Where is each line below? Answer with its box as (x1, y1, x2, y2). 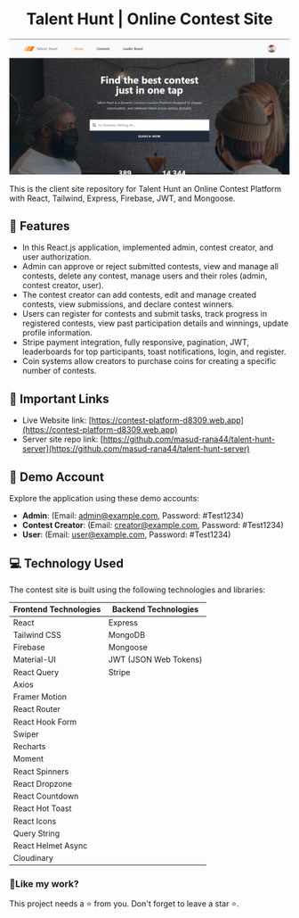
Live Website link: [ (21, 415, 92, 426)
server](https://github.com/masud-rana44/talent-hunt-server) (21, 443, 251, 454)
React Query (12, 666, 60, 677)
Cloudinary (12, 853, 53, 864)
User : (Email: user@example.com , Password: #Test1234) (21, 529, 231, 540)
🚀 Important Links (9, 391, 109, 406)
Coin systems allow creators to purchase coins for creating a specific (21, 356, 277, 367)
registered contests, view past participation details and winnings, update (21, 318, 289, 329)
